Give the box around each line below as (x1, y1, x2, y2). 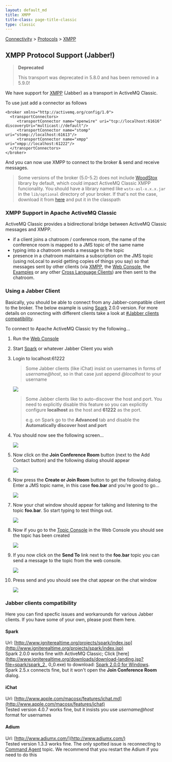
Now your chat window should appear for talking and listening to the (12, 501, 158, 508)
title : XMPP (5, 12, 31, 17)
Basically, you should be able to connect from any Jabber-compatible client (5, 299, 165, 305)
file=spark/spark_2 (5, 661, 45, 668)
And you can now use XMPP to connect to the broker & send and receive (5, 159, 160, 165)
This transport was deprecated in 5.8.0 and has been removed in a (17, 75, 159, 81)
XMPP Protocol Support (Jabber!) (5, 51, 115, 60)
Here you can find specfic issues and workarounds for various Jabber (5, 611, 154, 617)
